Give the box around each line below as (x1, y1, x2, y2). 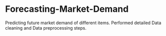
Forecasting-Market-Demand (5, 3, 129, 15)
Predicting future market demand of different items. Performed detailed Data (5, 20, 162, 26)
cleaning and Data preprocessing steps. (5, 25, 87, 31)
